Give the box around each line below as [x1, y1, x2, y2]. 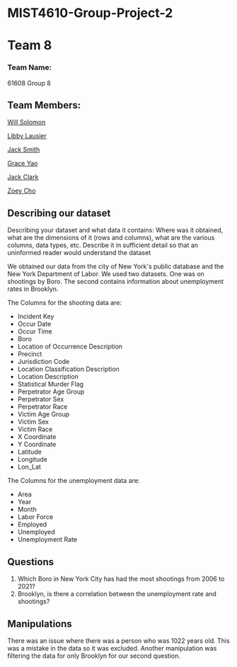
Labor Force [17, 513, 54, 521]
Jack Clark [7, 173, 39, 181]
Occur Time [17, 327, 52, 336]
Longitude [17, 455, 47, 464]
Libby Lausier [7, 132, 47, 140]
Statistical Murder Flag [17, 380, 83, 389]
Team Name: [7, 62, 52, 72]
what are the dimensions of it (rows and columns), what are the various [7, 234, 215, 242]
